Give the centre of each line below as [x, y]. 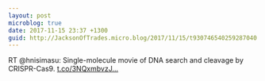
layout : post [30, 15]
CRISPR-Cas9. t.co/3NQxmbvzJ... [63, 69]
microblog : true [35, 23]
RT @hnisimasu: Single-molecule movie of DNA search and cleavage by [126, 60]
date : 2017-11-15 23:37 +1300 [58, 30]
